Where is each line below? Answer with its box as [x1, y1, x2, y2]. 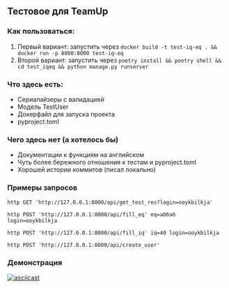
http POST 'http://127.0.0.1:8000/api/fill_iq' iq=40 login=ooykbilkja [7, 229, 219, 236]
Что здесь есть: [7, 79, 64, 89]
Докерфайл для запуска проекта [17, 109, 116, 118]
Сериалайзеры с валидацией [17, 95, 104, 103]
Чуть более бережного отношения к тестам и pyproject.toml [17, 158, 197, 167]
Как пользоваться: [7, 26, 75, 36]
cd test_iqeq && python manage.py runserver [17, 63, 149, 70]
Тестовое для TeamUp [7, 6, 109, 17]
